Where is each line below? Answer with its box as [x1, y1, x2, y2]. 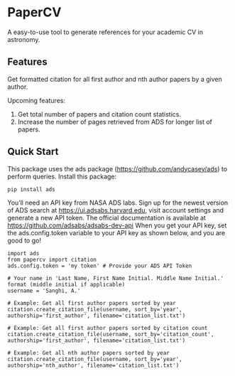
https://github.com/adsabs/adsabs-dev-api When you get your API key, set [7, 221, 227, 230]
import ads [7, 249, 40, 257]
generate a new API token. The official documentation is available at [7, 213, 206, 222]
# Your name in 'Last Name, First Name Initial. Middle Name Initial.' [7, 274, 224, 281]
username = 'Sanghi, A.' [7, 287, 81, 294]
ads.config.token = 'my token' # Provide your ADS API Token [7, 262, 192, 269]
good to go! [7, 236, 41, 245]
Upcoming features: [7, 96, 66, 104]
